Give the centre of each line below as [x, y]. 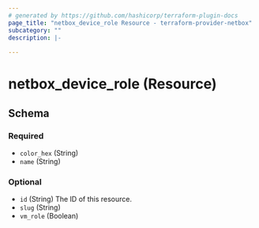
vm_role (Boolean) [49, 216]
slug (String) [40, 207]
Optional [25, 181]
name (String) [40, 161]
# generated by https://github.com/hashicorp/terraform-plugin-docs [123, 15]
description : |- [35, 38]
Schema [29, 113]
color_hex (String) [49, 153]
